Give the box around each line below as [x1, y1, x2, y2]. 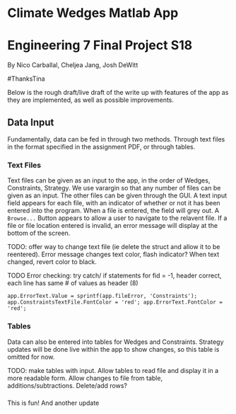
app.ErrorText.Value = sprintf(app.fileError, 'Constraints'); [7, 292, 198, 300]
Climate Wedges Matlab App [7, 5, 179, 21]
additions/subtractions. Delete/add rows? [7, 381, 128, 390]
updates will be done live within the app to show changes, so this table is [7, 345, 220, 353]
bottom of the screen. [7, 229, 71, 238]
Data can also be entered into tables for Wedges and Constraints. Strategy [7, 338, 224, 346]
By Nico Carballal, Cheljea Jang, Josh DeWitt [7, 61, 138, 69]
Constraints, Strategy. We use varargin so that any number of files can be [7, 184, 221, 192]
